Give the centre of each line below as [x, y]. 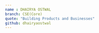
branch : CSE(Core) [24, 14]
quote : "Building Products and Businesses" [50, 18]
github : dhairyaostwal [28, 23]
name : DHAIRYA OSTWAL [28, 9]
